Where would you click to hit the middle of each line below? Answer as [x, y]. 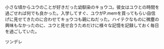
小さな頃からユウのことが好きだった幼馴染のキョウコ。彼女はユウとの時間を [82, 7]
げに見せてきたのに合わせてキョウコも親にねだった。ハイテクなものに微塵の [82, 19]
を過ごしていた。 [22, 31]
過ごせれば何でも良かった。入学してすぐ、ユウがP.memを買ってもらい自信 [80, 13]
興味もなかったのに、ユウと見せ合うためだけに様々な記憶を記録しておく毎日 [82, 25]
